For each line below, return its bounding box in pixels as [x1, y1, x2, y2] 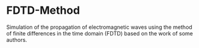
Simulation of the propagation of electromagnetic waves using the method [6, 23, 193, 31]
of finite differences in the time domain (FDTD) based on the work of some [6, 29, 194, 37]
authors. [6, 36, 27, 43]
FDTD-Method [6, 4, 80, 17]
